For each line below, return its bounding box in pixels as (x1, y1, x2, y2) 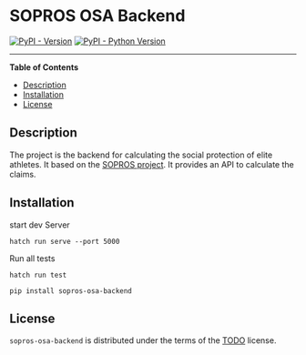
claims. (9, 168, 36, 179)
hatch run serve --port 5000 (9, 237, 120, 246)
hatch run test (9, 270, 67, 279)
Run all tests (9, 252, 56, 264)
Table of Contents (9, 61, 79, 73)
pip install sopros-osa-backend (9, 286, 132, 296)
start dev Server (9, 219, 70, 230)
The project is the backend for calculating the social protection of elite (9, 149, 273, 160)
